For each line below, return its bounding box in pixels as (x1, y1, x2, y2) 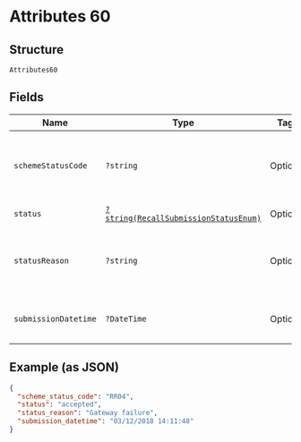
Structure (9, 42, 64, 57)
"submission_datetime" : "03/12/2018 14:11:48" (17, 417, 194, 426)
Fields (9, 89, 45, 105)
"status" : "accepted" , (17, 400, 102, 409)
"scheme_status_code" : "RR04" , (17, 392, 134, 401)
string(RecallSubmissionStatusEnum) (105, 213, 262, 223)
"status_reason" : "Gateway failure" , (17, 409, 159, 418)
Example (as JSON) (9, 360, 119, 375)
